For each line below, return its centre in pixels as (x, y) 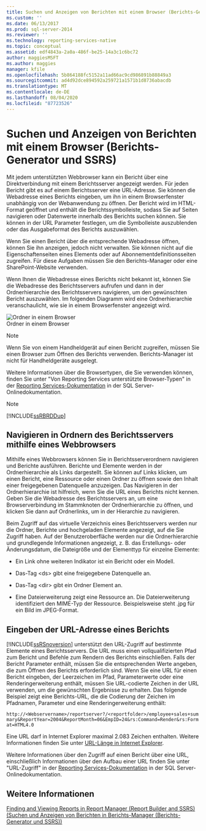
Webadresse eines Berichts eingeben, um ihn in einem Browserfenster (95, 197)
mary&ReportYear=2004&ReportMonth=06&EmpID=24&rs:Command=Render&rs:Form (103, 720)
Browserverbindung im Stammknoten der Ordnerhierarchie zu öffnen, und (100, 505)
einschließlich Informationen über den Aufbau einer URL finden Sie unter (98, 762)
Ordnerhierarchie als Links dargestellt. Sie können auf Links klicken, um (97, 472)
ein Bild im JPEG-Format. (47, 610)
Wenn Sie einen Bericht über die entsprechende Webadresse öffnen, (93, 241)
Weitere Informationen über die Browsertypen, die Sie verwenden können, (100, 372)
